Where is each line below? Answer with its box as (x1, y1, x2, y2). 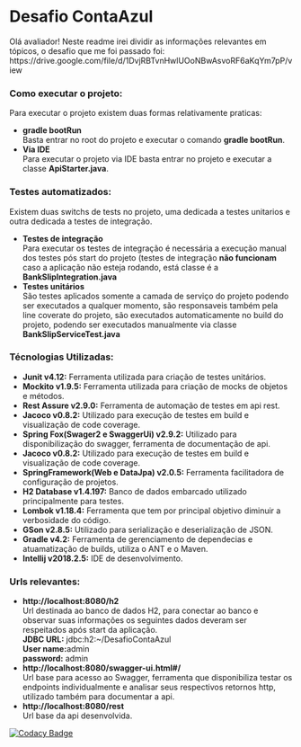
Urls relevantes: (9, 575, 81, 588)
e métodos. (22, 390, 65, 401)
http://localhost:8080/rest (22, 701, 124, 712)
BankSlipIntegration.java (22, 271, 118, 282)
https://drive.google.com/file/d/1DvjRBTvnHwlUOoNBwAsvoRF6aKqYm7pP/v (9, 55, 293, 66)
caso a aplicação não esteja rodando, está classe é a (22, 262, 218, 272)
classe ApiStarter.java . (22, 164, 110, 174)
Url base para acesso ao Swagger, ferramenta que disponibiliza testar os (22, 672, 293, 683)
